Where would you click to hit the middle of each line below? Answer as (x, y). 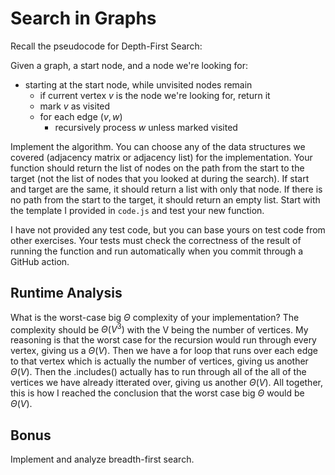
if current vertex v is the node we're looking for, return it (155, 95)
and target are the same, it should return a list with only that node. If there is (166, 189)
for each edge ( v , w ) (81, 116)
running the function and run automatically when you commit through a (157, 251)
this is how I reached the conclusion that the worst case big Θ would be (157, 393)
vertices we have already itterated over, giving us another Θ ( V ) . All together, (166, 383)
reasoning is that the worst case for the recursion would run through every (163, 340)
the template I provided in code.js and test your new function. (137, 210)
